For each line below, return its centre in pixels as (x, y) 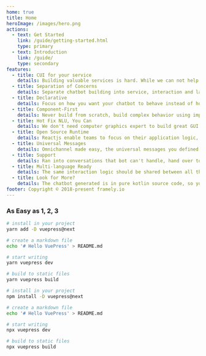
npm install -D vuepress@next (45, 296)
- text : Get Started (38, 35)
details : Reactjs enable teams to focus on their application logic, (108, 138)
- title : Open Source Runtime (50, 132)
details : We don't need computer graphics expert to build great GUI (108, 127)
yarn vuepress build (33, 280)
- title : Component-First (45, 109)
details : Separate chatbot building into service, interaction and (105, 92)
